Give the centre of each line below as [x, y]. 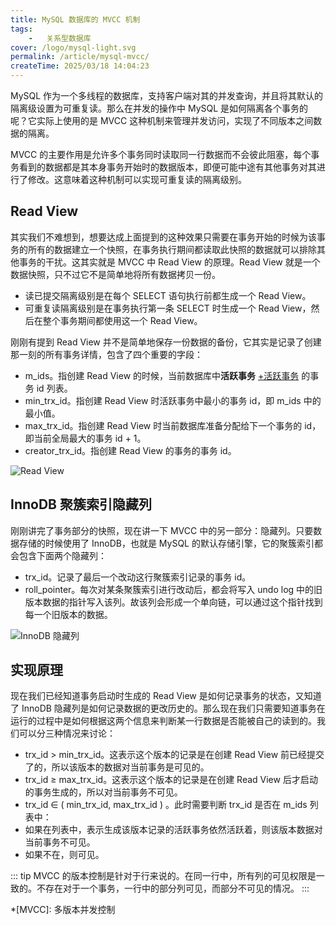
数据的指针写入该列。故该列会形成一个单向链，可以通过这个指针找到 [182, 602]
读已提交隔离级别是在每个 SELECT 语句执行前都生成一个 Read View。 [168, 295]
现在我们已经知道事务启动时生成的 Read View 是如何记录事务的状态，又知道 [166, 696]
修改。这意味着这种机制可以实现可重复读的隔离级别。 [137, 179]
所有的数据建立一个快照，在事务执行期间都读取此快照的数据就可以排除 [172, 249]
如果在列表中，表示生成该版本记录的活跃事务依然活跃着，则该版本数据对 [173, 830]
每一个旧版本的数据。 [68, 614]
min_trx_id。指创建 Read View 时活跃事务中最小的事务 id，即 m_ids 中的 [173, 400]
